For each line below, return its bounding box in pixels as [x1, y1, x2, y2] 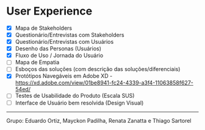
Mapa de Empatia [15, 59, 60, 66]
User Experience [6, 4, 93, 18]
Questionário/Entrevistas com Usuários [15, 38, 114, 46]
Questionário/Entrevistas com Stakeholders [15, 32, 124, 38]
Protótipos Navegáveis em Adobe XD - [15, 72, 113, 80]
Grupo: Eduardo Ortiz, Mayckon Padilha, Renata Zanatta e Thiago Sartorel [6, 117, 192, 124]
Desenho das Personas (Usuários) [15, 45, 102, 52]
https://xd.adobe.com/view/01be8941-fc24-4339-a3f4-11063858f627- [15, 79, 194, 86]
